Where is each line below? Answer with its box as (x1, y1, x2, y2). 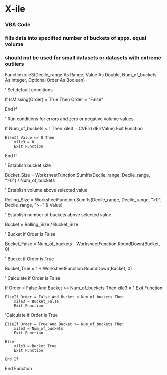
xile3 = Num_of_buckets (14, 326, 64, 331)
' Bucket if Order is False (5, 231, 56, 237)
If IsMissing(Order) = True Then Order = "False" (5, 96, 104, 103)
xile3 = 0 (14, 140, 35, 145)
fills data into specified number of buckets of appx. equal (5, 35, 146, 42)
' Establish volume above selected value (5, 187, 88, 193)
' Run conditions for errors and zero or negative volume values (5, 116, 134, 122)
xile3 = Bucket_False (14, 299, 59, 304)
